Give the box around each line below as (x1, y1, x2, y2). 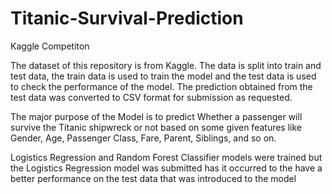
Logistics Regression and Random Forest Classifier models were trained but (10, 151, 323, 163)
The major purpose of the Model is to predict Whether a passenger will (10, 110, 303, 122)
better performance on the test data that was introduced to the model (10, 172, 297, 184)
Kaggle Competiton (10, 40, 90, 52)
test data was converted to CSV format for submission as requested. (10, 91, 293, 103)
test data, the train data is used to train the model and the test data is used (10, 70, 317, 82)
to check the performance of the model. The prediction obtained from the (10, 80, 313, 92)
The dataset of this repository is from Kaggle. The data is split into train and (10, 59, 322, 71)
